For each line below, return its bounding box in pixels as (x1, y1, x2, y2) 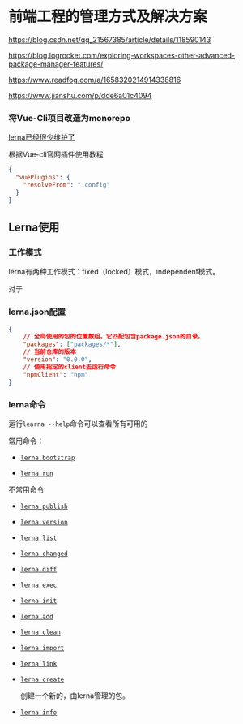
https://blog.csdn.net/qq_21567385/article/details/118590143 (8, 34, 211, 45)
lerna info (19, 708, 58, 717)
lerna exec (19, 581, 58, 589)
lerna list (19, 533, 58, 542)
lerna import (19, 644, 65, 652)
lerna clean (19, 628, 61, 636)
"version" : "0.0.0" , (23, 356, 92, 364)
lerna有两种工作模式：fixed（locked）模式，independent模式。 (8, 267, 220, 277)
